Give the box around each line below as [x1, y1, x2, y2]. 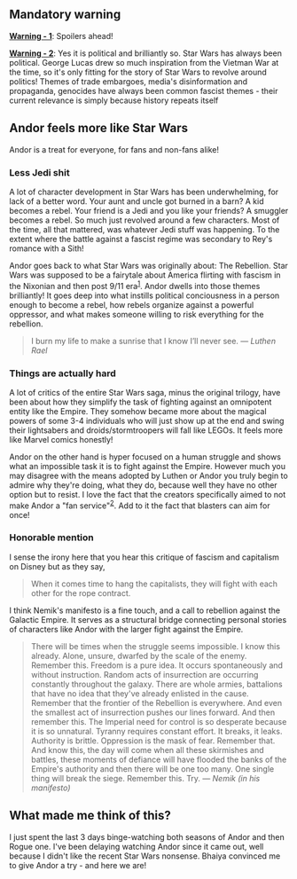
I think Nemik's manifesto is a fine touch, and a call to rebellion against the [9, 605, 281, 616]
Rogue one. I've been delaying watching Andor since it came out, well [9, 841, 264, 852]
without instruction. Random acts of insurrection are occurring [30, 669, 259, 679]
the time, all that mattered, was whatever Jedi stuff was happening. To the [9, 224, 280, 234]
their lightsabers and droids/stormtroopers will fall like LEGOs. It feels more [9, 425, 284, 436]
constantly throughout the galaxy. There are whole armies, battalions [30, 679, 283, 689]
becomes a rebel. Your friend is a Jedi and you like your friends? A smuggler [9, 205, 289, 216]
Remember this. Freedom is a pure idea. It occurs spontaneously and [30, 660, 284, 671]
